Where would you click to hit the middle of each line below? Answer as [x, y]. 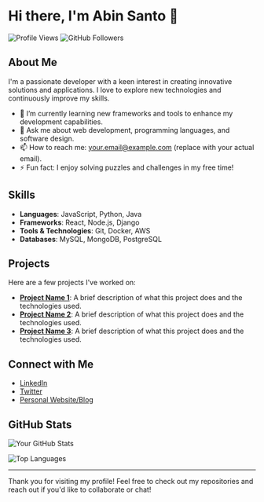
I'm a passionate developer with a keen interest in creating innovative [120, 81]
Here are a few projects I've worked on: [72, 283]
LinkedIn [33, 383]
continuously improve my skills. [59, 98]
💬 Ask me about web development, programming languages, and [125, 130]
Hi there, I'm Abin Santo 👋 [93, 16]
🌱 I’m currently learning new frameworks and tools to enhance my [126, 113]
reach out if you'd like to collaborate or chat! [80, 489]
